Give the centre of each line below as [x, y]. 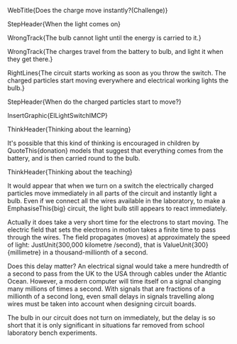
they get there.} [30, 59]
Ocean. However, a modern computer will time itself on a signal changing [114, 281]
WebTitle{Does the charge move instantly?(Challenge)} [88, 10]
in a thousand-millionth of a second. [95, 252]
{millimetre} [24, 252]
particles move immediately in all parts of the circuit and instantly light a [112, 193]
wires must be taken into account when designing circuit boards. [102, 304]
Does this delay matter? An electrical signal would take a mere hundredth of [118, 266]
